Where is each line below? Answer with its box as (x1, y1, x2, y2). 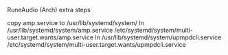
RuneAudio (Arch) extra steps (7, 6, 91, 14)
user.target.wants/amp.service (7, 33, 94, 41)
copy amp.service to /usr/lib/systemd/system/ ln (7, 19, 144, 26)
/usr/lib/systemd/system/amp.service (7, 26, 113, 34)
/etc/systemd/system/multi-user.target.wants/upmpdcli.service (7, 41, 187, 48)
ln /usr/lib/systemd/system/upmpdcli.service (95, 33, 222, 41)
